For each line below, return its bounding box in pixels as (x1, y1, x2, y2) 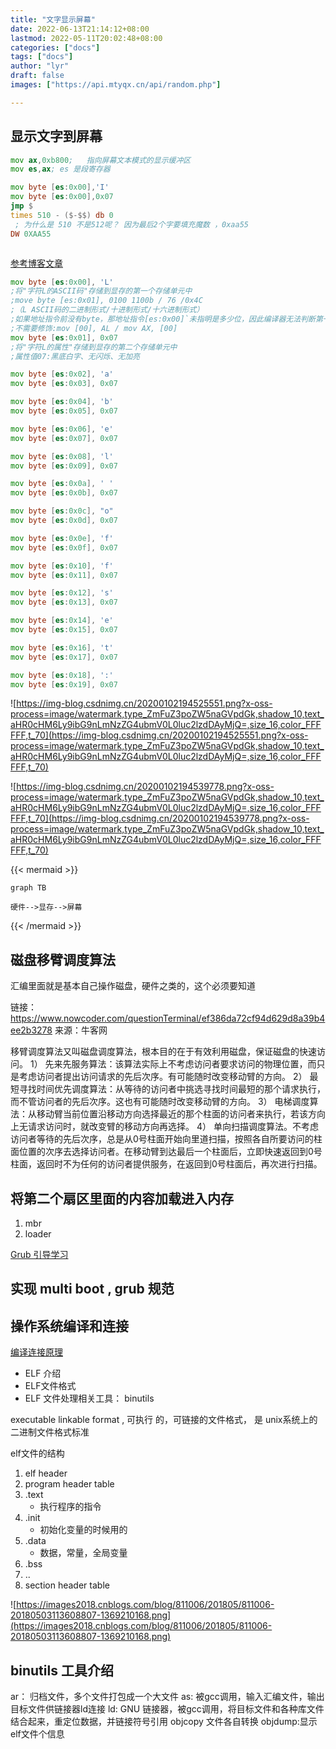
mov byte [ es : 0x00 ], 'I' (10, 182, 110, 193)
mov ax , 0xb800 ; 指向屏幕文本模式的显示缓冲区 (10, 155, 192, 165)
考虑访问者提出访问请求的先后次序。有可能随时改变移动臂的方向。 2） (18, 1071, 308, 1083)
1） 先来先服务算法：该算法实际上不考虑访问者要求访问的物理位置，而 (29, 1058, 317, 1070)
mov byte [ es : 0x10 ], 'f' (10, 561, 114, 571)
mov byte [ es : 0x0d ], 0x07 (10, 516, 118, 526)
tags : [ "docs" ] (10, 52, 74, 62)
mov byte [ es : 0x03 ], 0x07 (10, 379, 118, 389)
